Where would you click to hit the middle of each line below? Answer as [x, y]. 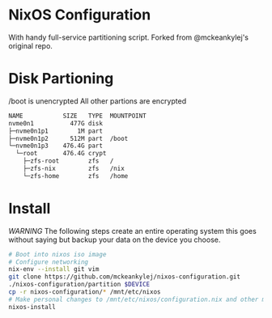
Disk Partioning [61, 79]
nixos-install [32, 307]
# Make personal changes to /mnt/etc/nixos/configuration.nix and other [134, 299]
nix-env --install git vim [54, 269]
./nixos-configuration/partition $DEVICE [79, 285]
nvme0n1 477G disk [56, 123]
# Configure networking [49, 262]
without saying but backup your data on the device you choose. [115, 240]
